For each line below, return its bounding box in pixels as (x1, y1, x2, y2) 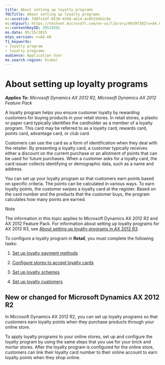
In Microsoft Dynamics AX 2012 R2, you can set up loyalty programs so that (5, 314, 158, 319)
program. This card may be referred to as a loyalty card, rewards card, (5, 125, 147, 131)
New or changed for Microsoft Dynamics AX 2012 (5, 293, 160, 301)
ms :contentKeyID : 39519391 (5, 26, 60, 30)
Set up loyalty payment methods (12, 250, 78, 256)
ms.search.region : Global (5, 57, 58, 62)
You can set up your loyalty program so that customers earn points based (5, 175, 154, 182)
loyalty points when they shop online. (5, 355, 81, 360)
